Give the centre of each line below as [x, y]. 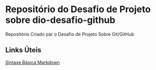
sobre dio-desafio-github [60, 20]
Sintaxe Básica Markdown [33, 62]
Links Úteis [24, 50]
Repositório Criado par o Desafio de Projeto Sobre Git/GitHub [70, 34]
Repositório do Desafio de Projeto [78, 9]
